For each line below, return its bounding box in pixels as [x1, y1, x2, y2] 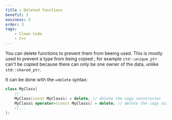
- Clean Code [14, 31, 42, 36]
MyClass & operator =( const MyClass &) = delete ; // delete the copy [14, 101, 159, 106]
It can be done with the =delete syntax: [5, 76, 88, 83]
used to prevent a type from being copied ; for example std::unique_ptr [5, 55, 158, 62]
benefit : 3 [5, 12, 29, 17]
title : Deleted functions [5, 7, 63, 13]
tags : [5, 27, 17, 32]
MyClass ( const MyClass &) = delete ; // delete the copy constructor [14, 96, 161, 101]
